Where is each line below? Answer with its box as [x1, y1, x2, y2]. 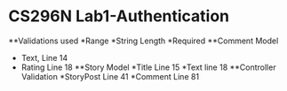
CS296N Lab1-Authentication [8, 6, 230, 27]
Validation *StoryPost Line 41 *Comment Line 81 [20, 71, 200, 81]
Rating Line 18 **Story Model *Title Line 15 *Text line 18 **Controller [20, 62, 276, 72]
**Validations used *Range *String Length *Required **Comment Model [8, 35, 279, 46]
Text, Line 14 [20, 52, 68, 63]
